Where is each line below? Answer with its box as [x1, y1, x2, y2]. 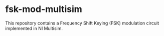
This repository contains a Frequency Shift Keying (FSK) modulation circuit [5, 20, 159, 26]
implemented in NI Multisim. [5, 25, 63, 31]
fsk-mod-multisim [5, 3, 83, 15]
